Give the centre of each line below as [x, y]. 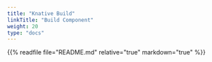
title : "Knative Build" [41, 13]
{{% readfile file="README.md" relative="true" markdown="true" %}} [106, 52]
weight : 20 [23, 26]
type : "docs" [26, 33]
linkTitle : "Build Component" [51, 20]
